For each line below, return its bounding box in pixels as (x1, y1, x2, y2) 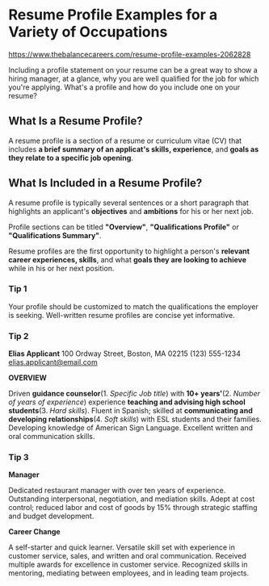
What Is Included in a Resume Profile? (8, 176, 203, 190)
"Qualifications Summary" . (8, 230, 103, 240)
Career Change (8, 527, 61, 537)
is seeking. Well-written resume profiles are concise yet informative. (8, 310, 236, 320)
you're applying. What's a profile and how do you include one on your (8, 82, 241, 92)
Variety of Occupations (8, 23, 168, 41)
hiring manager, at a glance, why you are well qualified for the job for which (8, 73, 259, 83)
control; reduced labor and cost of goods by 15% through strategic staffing (8, 503, 258, 513)
